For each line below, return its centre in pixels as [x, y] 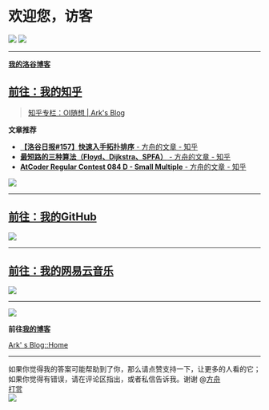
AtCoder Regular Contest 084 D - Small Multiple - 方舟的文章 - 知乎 [133, 167]
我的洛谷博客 [29, 64]
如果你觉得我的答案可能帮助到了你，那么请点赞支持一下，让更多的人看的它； [134, 369]
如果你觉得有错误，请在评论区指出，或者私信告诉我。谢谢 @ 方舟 [114, 379]
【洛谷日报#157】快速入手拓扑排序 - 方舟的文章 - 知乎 [109, 147]
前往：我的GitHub [53, 217]
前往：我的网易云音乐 [61, 270]
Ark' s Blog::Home [38, 345]
